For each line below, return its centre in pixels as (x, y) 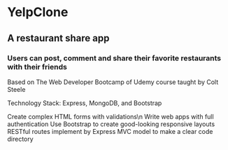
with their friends (37, 67)
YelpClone (38, 12)
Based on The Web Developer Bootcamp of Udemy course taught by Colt (113, 82)
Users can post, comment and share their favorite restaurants (114, 58)
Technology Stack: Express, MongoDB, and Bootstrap (85, 103)
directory (20, 139)
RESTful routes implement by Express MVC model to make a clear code (110, 131)
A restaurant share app (58, 38)
